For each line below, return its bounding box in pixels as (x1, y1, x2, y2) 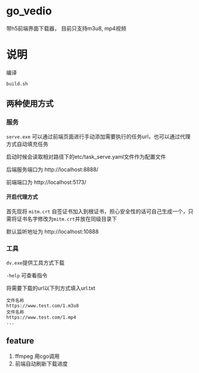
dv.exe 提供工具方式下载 (6, 259, 65, 266)
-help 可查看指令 (6, 272, 48, 279)
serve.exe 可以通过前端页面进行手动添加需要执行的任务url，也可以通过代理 (6, 133, 191, 140)
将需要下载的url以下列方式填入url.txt (6, 284, 96, 292)
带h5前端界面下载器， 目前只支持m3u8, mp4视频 (6, 25, 126, 32)
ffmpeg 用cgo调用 (14, 352, 60, 360)
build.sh (6, 81, 28, 87)
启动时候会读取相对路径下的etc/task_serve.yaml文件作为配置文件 (6, 153, 166, 160)
